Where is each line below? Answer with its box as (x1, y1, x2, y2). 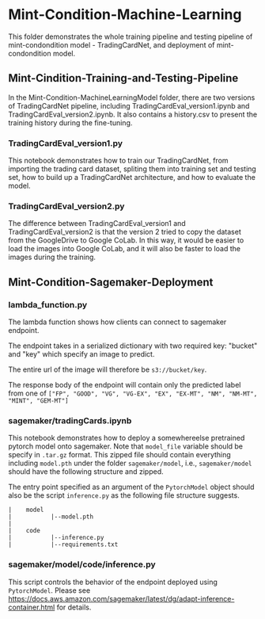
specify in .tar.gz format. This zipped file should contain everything (8, 450, 231, 460)
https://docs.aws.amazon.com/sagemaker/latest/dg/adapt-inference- (8, 594, 235, 603)
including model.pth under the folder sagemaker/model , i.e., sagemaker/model (8, 458, 252, 468)
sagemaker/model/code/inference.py (8, 559, 156, 570)
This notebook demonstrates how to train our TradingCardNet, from (8, 156, 229, 166)
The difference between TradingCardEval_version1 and (8, 219, 186, 228)
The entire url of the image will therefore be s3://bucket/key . (8, 365, 207, 374)
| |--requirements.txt (8, 541, 119, 548)
